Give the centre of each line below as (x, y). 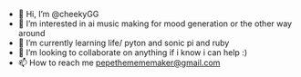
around (31, 33)
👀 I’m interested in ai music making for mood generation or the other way (155, 24)
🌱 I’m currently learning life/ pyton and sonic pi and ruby (124, 43)
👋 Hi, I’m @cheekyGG (58, 14)
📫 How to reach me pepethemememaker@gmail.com (119, 63)
